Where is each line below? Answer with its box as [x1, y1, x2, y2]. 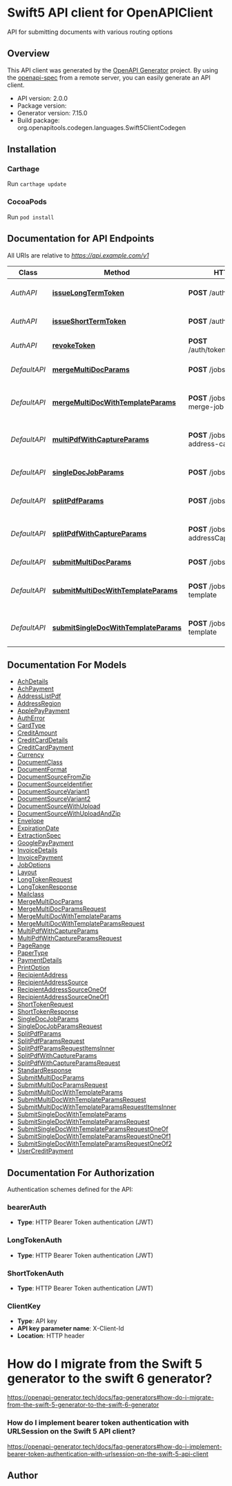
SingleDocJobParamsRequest [17, 1022, 102, 1030]
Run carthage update [7, 180, 67, 188]
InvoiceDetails [17, 846, 58, 854]
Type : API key [17, 1317, 57, 1325]
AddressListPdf [17, 692, 61, 700]
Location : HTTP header [17, 1331, 85, 1340]
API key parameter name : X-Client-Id [17, 1324, 124, 1333]
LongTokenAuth [7, 1235, 62, 1245]
